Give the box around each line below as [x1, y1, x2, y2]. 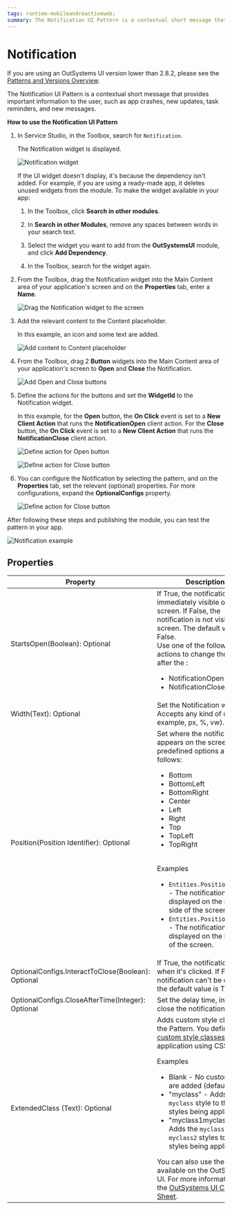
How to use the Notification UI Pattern [7, 118, 118, 127]
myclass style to [168, 1098, 220, 1108]
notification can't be [156, 975, 222, 985]
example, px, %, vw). [156, 717, 224, 727]
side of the [168, 906, 204, 915]
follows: [156, 755, 182, 764]
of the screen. [168, 940, 214, 950]
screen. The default [156, 623, 221, 633]
